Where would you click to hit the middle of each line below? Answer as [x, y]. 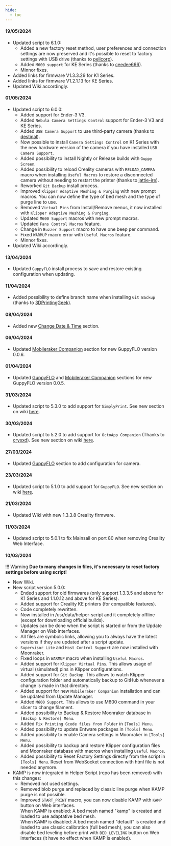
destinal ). [30, 136]
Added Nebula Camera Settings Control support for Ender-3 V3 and [92, 120]
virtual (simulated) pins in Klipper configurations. [71, 669]
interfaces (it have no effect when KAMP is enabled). [76, 838]
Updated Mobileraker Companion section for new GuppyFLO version [85, 349]
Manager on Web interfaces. [50, 631]
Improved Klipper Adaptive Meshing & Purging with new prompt [88, 191]
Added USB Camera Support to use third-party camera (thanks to [87, 131]
